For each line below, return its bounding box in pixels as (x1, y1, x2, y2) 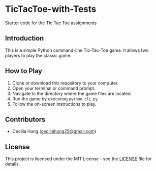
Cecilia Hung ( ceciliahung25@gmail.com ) (12, 128, 96, 134)
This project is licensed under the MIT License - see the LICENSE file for (5, 156, 152, 162)
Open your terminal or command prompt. (12, 85, 95, 91)
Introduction (5, 34, 44, 43)
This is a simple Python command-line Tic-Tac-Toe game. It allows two (5, 47, 149, 53)
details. (5, 161, 20, 167)
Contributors (5, 115, 46, 124)
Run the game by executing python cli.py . (12, 95, 99, 102)
